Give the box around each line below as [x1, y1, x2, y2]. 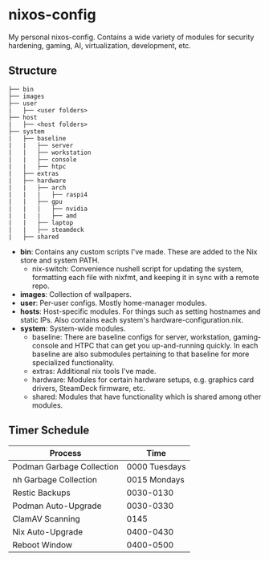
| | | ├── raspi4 [8, 190, 88, 198]
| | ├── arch [8, 183, 67, 192]
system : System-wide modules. [19, 323, 126, 333]
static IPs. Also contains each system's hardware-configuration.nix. [19, 315, 243, 324]
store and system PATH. [19, 255, 100, 265]
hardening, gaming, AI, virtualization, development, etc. [8, 40, 191, 50]
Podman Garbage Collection [12, 461, 119, 472]
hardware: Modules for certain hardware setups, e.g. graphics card [31, 375, 255, 384]
